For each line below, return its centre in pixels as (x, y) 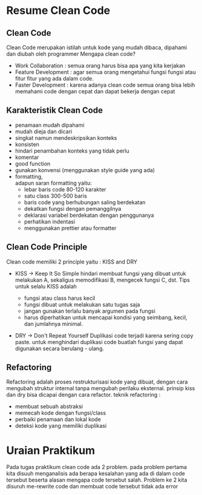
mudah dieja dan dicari (44, 131)
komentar (27, 157)
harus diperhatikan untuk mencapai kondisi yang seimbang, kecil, (106, 317)
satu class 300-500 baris (56, 196)
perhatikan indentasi (50, 221)
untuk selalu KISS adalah (46, 286)
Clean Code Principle (47, 247)
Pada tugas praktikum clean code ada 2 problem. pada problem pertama (97, 467)
